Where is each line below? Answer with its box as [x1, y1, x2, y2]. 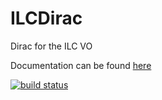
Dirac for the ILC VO [10, 40, 93, 52]
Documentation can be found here [10, 59, 152, 71]
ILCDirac [10, 7, 83, 30]
